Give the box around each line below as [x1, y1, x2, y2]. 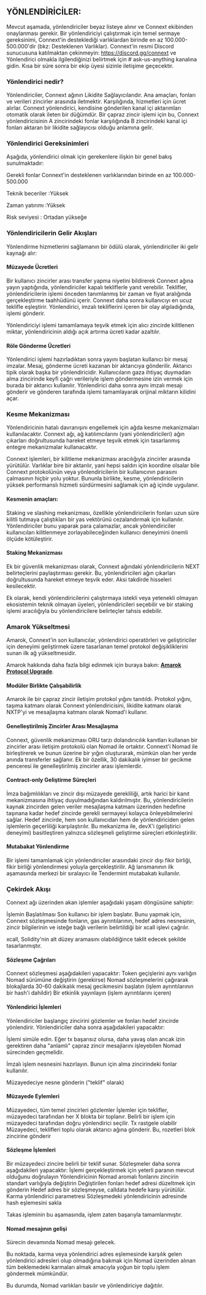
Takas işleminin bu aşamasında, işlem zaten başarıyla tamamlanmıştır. [6, 1211, 183, 1218]
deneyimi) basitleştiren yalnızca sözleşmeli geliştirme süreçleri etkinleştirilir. [6, 829, 197, 836]
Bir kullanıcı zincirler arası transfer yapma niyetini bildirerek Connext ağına [6, 277, 194, 284]
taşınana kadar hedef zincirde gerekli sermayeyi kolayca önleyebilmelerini [6, 809, 193, 816]
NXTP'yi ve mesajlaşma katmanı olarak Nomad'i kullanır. [6, 708, 148, 716]
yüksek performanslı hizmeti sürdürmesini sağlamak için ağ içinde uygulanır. [6, 481, 199, 488]
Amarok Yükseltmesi [6, 622, 71, 631]
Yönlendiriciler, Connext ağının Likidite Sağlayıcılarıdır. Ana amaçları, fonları [6, 91, 196, 99]
